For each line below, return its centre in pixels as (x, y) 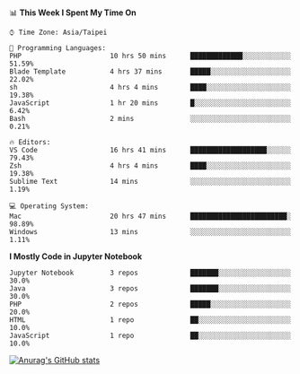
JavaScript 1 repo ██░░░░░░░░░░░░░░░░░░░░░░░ (150, 335)
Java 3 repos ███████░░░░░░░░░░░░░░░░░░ (150, 289)
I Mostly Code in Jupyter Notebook (75, 257)
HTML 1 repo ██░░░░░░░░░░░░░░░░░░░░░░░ (150, 320)
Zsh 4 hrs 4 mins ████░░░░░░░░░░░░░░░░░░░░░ (150, 166)
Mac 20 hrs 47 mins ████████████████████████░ (150, 216)
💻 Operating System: (49, 206)
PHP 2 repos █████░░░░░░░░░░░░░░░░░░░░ (150, 304)
